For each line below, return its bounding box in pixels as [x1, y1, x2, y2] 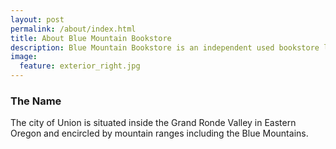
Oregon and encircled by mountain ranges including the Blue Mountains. [10, 127, 309, 140]
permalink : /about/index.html [10, 24, 137, 34]
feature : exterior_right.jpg [19, 61, 141, 71]
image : [10, 52, 38, 62]
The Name [10, 94, 62, 108]
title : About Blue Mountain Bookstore [10, 33, 172, 43]
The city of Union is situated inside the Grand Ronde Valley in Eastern [10, 117, 297, 129]
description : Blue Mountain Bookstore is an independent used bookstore [10, 42, 320, 53]
